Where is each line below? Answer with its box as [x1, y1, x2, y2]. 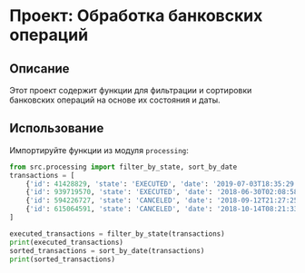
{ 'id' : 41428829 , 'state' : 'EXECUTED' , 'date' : [25, 179, 209, 189]
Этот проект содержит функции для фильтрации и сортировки [9, 85, 252, 95]
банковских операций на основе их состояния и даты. [9, 94, 221, 105]
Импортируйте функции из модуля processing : [9, 144, 189, 155]
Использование [9, 121, 104, 136]
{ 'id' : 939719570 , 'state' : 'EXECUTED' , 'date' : [25, 188, 213, 197]
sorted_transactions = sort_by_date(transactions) [9, 246, 205, 255]
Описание [9, 61, 70, 76]
